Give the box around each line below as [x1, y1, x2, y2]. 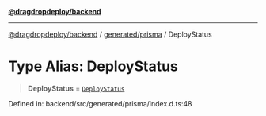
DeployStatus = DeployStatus [27, 83, 125, 93]
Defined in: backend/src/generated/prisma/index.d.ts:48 [8, 99, 192, 108]
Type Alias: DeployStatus [8, 57, 178, 75]
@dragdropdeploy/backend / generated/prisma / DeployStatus [8, 29, 212, 39]
